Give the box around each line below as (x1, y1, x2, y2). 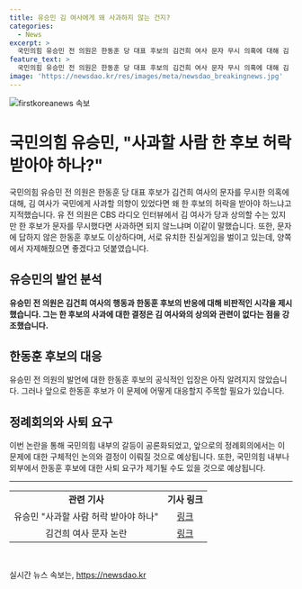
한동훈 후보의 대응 (9, 349, 102, 364)
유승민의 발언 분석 (9, 272, 102, 287)
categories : (9, 22, 54, 31)
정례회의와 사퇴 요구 (9, 414, 113, 430)
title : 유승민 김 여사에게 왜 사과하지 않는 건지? (9, 13, 171, 23)
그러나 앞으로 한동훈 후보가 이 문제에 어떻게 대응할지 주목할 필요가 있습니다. (21, 385, 285, 396)
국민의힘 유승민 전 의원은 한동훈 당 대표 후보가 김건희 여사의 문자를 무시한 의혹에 (9, 186, 290, 197)
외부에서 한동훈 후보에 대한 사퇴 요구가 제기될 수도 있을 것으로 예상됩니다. (9, 463, 266, 474)
